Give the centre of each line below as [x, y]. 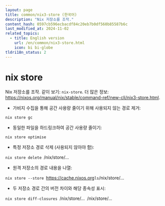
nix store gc [19, 118]
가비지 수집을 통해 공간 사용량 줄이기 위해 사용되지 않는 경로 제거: [76, 108]
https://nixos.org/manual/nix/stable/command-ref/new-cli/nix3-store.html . [83, 98]
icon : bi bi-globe [34, 48]
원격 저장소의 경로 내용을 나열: [42, 168]
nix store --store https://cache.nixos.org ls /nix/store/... [65, 178]
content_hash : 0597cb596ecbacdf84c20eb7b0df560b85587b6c [67, 24]
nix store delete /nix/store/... [37, 157]
